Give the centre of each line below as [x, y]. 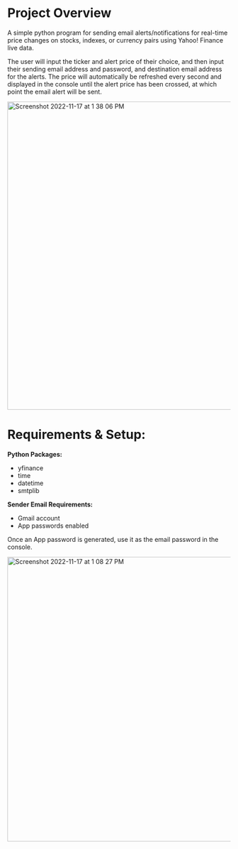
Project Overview [59, 13]
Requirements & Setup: [76, 435]
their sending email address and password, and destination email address [115, 69]
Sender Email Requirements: [50, 504]
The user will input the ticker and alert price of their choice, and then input [116, 61]
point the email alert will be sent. [55, 91]
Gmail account [39, 518]
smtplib [28, 490]
